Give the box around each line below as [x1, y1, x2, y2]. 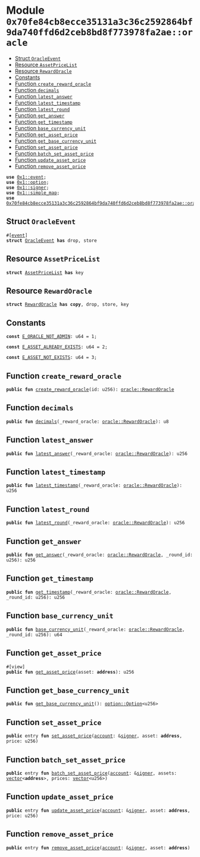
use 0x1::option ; [6, 179, 49, 185]
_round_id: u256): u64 [6, 631, 62, 638]
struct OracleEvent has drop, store [6, 237, 97, 244]
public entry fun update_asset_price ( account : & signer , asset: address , [6, 807, 190, 813]
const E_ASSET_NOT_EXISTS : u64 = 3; [6, 355, 97, 361]
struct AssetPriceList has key [6, 269, 84, 275]
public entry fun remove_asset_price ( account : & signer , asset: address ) [6, 844, 190, 851]
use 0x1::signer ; [6, 185, 49, 191]
